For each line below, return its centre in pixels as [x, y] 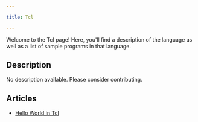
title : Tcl [20, 17]
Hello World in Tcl [37, 113]
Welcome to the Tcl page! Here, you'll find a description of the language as [99, 39]
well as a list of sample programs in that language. [69, 46]
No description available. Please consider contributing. [75, 80]
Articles [22, 98]
